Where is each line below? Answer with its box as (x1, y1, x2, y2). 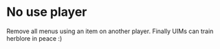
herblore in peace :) (6, 34, 63, 42)
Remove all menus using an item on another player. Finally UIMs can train (6, 27, 214, 35)
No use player (6, 4, 87, 20)
